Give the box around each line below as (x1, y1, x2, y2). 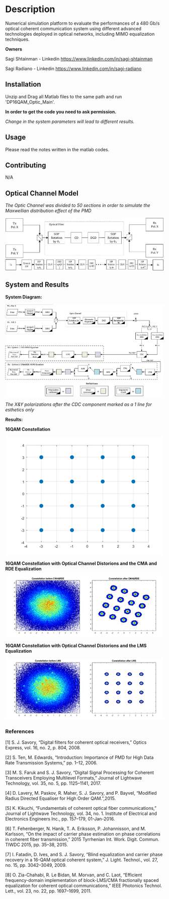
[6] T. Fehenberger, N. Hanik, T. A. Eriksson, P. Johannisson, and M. (5, 825, 146, 831)
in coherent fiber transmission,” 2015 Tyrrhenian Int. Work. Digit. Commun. (5, 837, 159, 842)
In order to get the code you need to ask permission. (5, 108, 117, 114)
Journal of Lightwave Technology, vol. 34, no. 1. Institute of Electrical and (5, 810, 157, 816)
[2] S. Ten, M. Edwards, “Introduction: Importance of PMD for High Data (5, 754, 154, 760)
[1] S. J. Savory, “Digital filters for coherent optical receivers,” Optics (5, 739, 147, 745)
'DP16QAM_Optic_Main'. (5, 99, 55, 105)
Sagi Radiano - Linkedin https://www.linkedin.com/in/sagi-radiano (5, 66, 142, 72)
